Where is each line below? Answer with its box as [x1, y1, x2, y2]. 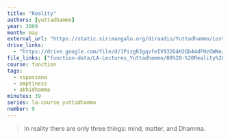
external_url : [7, 36, 48, 42]
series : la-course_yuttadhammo [7, 99, 97, 106]
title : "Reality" [7, 10, 57, 17]
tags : [7, 67, 23, 74]
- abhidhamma [13, 86, 51, 93]
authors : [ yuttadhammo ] [7, 16, 75, 23]
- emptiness [13, 80, 48, 87]
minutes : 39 [7, 93, 41, 100]
